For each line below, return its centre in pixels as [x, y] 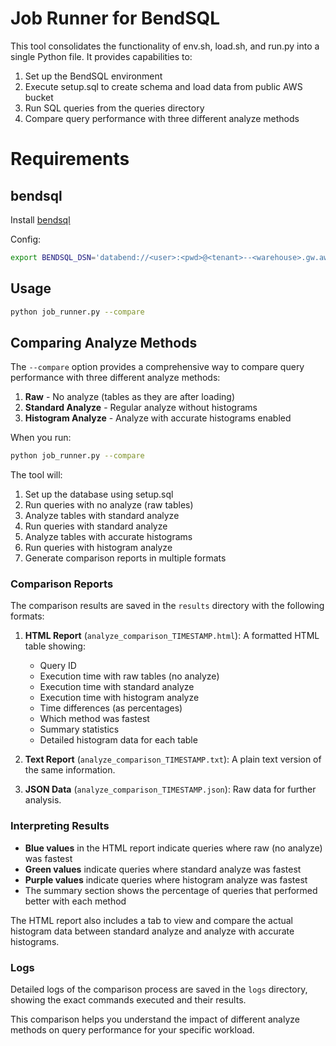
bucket [39, 97]
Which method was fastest [94, 719]
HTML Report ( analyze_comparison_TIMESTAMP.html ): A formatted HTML [172, 636]
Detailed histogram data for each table [118, 740]
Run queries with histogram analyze [98, 548]
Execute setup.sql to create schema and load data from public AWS [163, 86]
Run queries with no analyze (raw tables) [109, 505]
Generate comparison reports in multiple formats [125, 558]
